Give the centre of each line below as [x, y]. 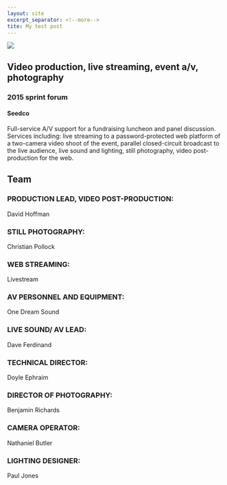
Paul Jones [23, 475]
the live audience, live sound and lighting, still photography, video [99, 150]
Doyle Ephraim [28, 377]
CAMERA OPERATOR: [44, 428]
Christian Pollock [31, 246]
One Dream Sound [33, 312]
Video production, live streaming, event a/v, [103, 67]
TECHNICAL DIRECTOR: [47, 362]
